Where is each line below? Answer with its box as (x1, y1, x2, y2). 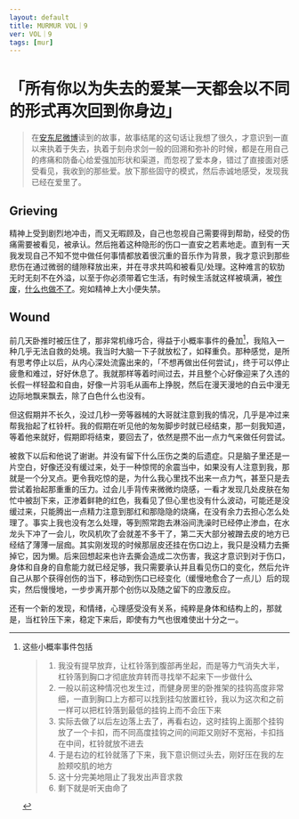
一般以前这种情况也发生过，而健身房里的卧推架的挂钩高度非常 (57, 683, 285, 693)
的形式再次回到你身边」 (9, 101, 182, 121)
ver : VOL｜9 (9, 29, 53, 38)
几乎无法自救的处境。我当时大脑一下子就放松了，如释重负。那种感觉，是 (16, 346, 282, 357)
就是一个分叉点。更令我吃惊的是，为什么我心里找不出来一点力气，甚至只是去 (9, 473, 290, 483)
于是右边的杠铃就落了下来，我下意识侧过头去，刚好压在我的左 (57, 750, 285, 760)
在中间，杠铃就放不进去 (57, 738, 144, 749)
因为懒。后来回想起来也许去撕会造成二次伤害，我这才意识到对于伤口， (32, 551, 290, 562)
